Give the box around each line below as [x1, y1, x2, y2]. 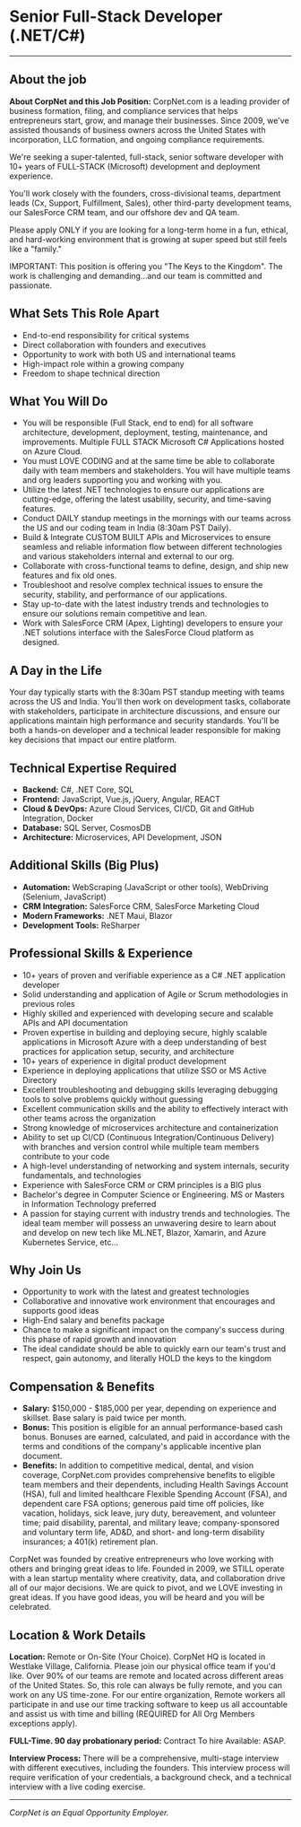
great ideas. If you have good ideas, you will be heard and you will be [9, 1592, 265, 1603]
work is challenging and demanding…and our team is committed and [9, 270, 262, 281]
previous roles [21, 998, 75, 1009]
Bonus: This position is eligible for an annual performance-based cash [21, 1422, 284, 1433]
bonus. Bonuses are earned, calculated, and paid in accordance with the [21, 1431, 290, 1442]
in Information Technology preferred [21, 1198, 157, 1209]
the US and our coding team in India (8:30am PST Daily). [21, 522, 231, 533]
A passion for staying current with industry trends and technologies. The [21, 1208, 290, 1219]
